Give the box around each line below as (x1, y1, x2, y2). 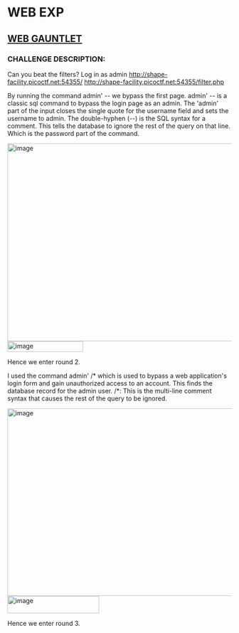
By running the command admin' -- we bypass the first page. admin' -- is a (7, 91, 228, 100)
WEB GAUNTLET (7, 33, 83, 45)
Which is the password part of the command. (7, 129, 140, 137)
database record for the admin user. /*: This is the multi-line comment (7, 386, 212, 395)
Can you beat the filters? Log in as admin (7, 70, 128, 78)
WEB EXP (7, 4, 65, 21)
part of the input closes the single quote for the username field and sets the (7, 106, 229, 115)
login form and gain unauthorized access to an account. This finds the (7, 378, 213, 388)
